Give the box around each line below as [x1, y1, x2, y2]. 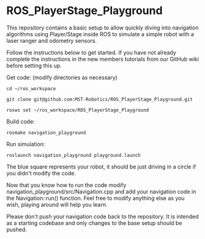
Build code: [6, 118, 35, 125]
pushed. [6, 226, 28, 233]
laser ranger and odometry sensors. [6, 37, 97, 44]
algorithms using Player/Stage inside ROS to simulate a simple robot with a [6, 30, 195, 37]
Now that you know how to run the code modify [6, 181, 127, 189]
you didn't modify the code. [6, 169, 76, 176]
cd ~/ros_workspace [6, 85, 56, 92]
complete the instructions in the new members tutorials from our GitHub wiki [6, 55, 199, 63]
